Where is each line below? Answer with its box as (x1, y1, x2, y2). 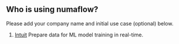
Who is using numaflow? (6, 5, 99, 14)
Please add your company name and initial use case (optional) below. (6, 20, 174, 27)
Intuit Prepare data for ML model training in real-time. (14, 31, 144, 38)
